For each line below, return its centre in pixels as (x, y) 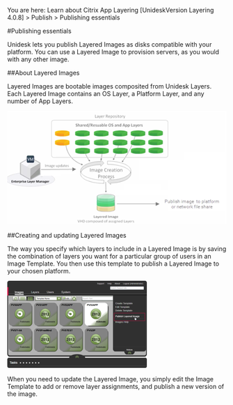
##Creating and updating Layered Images (67, 236)
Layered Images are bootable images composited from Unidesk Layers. (110, 86)
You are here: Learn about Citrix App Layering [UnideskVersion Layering (111, 10)
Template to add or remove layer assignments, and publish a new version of (116, 387)
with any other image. (38, 59)
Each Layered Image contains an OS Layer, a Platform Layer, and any (106, 94)
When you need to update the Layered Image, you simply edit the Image (111, 379)
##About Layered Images (43, 73)
